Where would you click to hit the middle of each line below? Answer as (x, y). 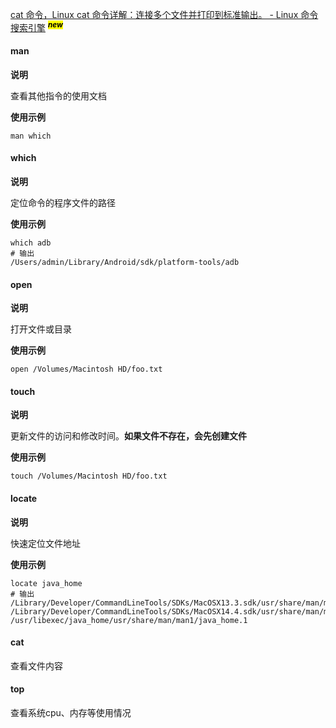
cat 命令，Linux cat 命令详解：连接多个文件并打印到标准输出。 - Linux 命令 (164, 14)
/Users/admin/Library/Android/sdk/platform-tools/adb (125, 263)
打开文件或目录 (41, 329)
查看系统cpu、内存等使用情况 (71, 713)
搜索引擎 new (36, 26)
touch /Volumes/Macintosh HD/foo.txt (89, 476)
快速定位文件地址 (45, 543)
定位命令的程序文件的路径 (63, 203)
